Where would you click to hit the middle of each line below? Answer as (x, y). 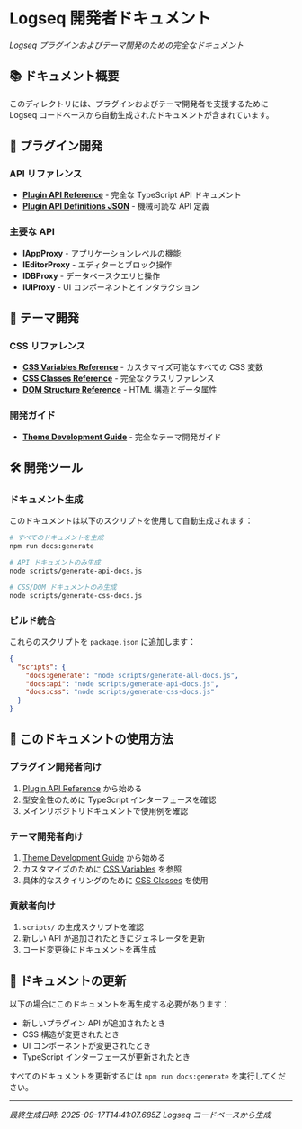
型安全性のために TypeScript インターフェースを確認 (119, 799)
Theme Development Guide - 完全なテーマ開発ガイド (122, 437)
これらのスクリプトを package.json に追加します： (102, 641)
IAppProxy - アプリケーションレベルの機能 (102, 253)
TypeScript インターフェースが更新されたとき (106, 1057)
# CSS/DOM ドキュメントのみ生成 (63, 587)
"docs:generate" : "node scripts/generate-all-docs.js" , (133, 675)
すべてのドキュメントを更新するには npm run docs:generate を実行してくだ (147, 1076)
